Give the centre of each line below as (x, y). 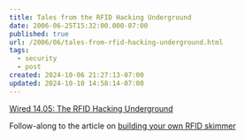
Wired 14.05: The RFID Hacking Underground (92, 108)
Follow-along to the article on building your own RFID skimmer (122, 126)
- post (29, 67)
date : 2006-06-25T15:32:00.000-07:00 (79, 26)
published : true (39, 34)
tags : (19, 51)
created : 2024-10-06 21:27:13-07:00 (77, 75)
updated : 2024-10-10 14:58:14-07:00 (77, 83)
